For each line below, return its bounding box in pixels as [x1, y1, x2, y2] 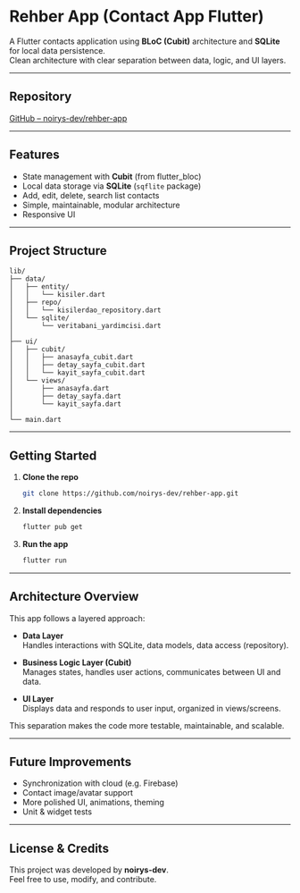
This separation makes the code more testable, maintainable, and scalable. [9, 720, 285, 730]
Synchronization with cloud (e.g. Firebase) [21, 778, 179, 788]
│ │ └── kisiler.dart [9, 291, 105, 299]
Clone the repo [21, 472, 79, 483]
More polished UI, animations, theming [21, 797, 165, 808]
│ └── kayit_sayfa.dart [9, 400, 122, 409]
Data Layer [21, 630, 64, 641]
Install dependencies [21, 505, 103, 516]
